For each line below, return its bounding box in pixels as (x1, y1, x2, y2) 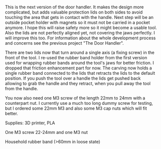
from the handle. (5, 86, 38, 91)
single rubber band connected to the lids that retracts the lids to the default (5, 70, 155, 76)
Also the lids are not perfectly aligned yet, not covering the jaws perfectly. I (5, 30, 155, 35)
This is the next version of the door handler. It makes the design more (5, 4, 144, 10)
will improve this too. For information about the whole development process (5, 35, 156, 41)
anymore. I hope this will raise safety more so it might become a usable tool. (5, 25, 157, 31)
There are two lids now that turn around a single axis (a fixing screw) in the (5, 50, 155, 55)
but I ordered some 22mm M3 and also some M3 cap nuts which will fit (5, 105, 147, 111)
